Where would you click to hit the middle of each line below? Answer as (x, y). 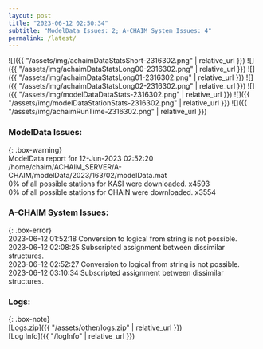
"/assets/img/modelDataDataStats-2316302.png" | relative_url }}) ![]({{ (134, 95)
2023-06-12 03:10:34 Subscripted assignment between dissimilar (116, 272)
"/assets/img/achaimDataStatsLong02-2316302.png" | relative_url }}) (132, 86)
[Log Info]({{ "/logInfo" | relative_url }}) (72, 336)
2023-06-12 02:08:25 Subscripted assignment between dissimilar (117, 247)
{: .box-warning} (35, 149)
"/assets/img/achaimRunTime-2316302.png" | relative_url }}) (108, 112)
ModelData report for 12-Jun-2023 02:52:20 (81, 158)
